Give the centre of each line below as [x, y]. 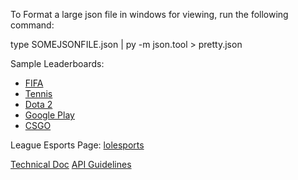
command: [32, 25]
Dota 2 [38, 104]
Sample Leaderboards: [57, 63]
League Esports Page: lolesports [77, 145]
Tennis [38, 93]
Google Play [49, 115]
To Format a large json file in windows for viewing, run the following [149, 14]
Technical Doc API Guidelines [71, 164]
